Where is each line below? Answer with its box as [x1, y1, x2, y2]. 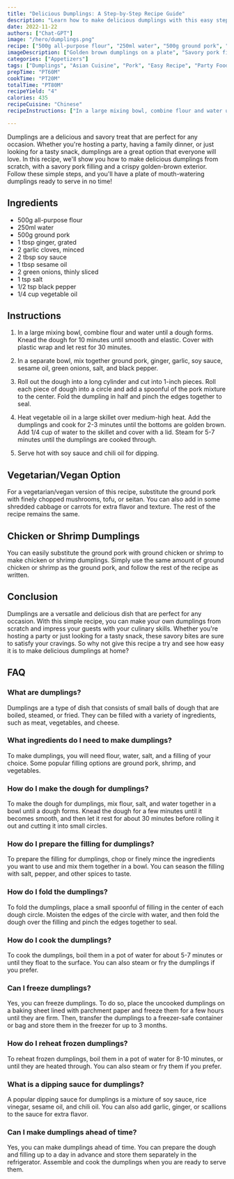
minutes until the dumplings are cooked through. [17, 436, 157, 444]
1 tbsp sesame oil [17, 260, 68, 268]
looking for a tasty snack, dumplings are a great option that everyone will [7, 147, 217, 155]
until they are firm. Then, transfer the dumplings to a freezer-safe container [7, 1014, 223, 1022]
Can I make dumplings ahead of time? [7, 1127, 137, 1136]
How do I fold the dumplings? [7, 887, 108, 897]
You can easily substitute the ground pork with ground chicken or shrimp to [7, 548, 224, 557]
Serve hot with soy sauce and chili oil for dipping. [17, 449, 159, 457]
